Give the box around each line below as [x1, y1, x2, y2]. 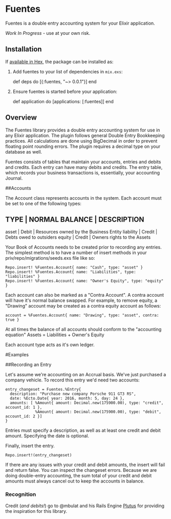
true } [5, 317, 19, 322]
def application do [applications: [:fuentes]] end [12, 98, 114, 104]
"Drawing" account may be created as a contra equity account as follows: [5, 303, 161, 309]
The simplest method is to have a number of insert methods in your [5, 249, 147, 256]
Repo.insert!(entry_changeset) [5, 453, 72, 458]
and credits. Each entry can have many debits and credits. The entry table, [5, 164, 163, 170]
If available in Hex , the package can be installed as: [5, 59, 114, 65]
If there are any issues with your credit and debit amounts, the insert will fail [5, 462, 165, 468]
